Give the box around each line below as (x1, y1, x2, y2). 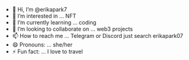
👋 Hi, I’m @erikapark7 (12, 6, 67, 13)
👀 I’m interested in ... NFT (12, 12, 77, 20)
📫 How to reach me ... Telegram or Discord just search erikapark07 (12, 32, 183, 39)
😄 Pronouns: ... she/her (12, 41, 72, 48)
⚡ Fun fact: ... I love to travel (12, 48, 83, 55)
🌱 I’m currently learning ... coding (12, 19, 97, 26)
